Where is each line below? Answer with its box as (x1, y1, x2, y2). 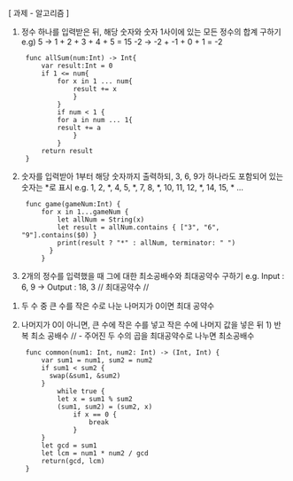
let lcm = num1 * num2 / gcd (41, 449, 149, 458)
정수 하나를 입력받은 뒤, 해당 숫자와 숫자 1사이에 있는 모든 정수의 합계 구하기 (20, 27, 281, 37)
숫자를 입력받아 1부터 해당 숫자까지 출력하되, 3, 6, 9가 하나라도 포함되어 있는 (20, 171, 284, 182)
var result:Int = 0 (41, 61, 113, 70)
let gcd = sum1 (41, 441, 97, 450)
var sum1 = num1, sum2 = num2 (41, 356, 153, 365)
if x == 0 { (73, 410, 117, 419)
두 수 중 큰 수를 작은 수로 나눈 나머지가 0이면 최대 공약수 (20, 300, 215, 311)
